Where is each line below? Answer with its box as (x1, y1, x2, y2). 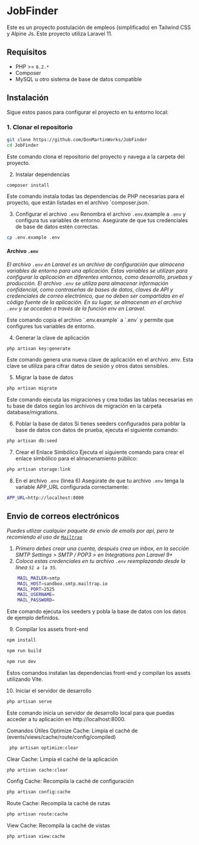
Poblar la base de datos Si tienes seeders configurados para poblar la (15, 420, 186, 427)
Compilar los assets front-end (15, 626, 88, 633)
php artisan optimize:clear (9, 745, 79, 751)
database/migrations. (7, 409, 59, 416)
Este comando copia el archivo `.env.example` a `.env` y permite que (7, 316, 174, 324)
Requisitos (7, 47, 47, 57)
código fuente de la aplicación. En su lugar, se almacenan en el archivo (7, 298, 182, 306)
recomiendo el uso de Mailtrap (7, 533, 82, 540)
